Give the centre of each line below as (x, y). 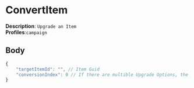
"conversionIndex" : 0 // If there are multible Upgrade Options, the (102, 75)
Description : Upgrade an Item (41, 26)
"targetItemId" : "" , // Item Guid (58, 69)
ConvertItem (37, 10)
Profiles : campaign (26, 32)
